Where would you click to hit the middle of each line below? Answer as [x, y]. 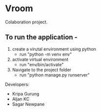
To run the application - [41, 37]
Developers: [17, 84]
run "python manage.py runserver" [55, 75]
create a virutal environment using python [54, 49]
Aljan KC [21, 99]
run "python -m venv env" [46, 54]
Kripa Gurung [26, 93]
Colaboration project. [26, 22]
